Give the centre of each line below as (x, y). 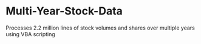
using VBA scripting (30, 34)
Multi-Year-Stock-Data (64, 11)
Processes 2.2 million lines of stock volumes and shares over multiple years (100, 28)
